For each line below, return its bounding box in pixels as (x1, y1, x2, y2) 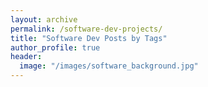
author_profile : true (10, 42, 101, 53)
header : (10, 52, 43, 62)
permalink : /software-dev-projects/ (10, 24, 163, 34)
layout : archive (10, 14, 78, 25)
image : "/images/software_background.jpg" (19, 61, 199, 71)
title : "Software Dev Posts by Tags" (10, 33, 168, 43)
